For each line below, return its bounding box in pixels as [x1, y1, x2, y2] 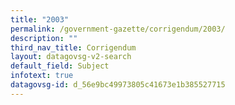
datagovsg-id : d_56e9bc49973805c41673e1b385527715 [10, 80, 226, 90]
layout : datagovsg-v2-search [10, 52, 132, 62]
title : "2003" [10, 14, 70, 25]
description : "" [10, 33, 78, 43]
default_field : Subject [10, 61, 110, 71]
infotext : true [10, 71, 74, 81]
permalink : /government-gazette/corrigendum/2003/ [10, 24, 226, 34]
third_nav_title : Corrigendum [10, 42, 137, 53]
